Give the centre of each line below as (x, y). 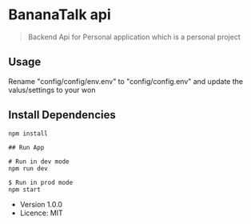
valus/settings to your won (52, 90)
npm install (28, 134)
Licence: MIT (42, 213)
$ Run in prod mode (41, 182)
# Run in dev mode (39, 162)
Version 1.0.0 (41, 204)
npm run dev (28, 168)
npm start (25, 190)
